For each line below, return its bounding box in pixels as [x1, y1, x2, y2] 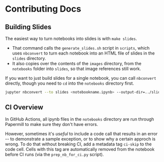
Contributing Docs [5, 3, 82, 15]
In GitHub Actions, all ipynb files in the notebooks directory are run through [5, 116, 155, 122]
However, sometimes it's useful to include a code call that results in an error [5, 130, 158, 137]
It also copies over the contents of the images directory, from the [12, 61, 142, 66]
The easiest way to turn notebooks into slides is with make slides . [5, 36, 138, 41]
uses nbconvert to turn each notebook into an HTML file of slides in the [12, 50, 155, 56]
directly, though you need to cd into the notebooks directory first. [5, 80, 134, 86]
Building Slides [5, 23, 52, 31]
